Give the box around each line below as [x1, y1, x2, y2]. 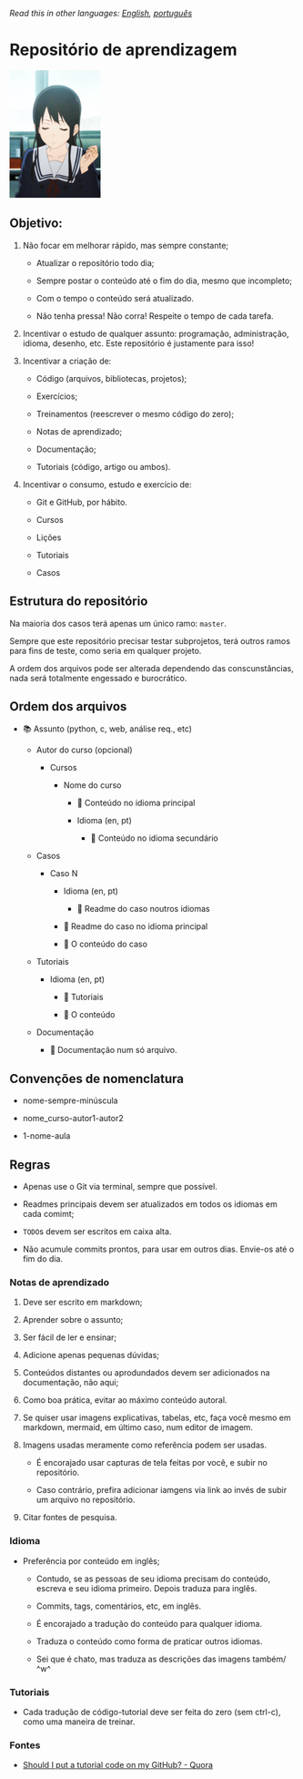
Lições [35, 532, 62, 543]
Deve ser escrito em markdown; [22, 1297, 143, 1308]
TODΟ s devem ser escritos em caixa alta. [22, 1226, 172, 1237]
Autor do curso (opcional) [35, 744, 134, 755]
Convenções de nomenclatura [9, 1070, 185, 1087]
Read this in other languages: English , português [9, 8, 193, 18]
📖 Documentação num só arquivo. [49, 1045, 177, 1056]
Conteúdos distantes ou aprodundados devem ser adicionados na [22, 1367, 270, 1378]
